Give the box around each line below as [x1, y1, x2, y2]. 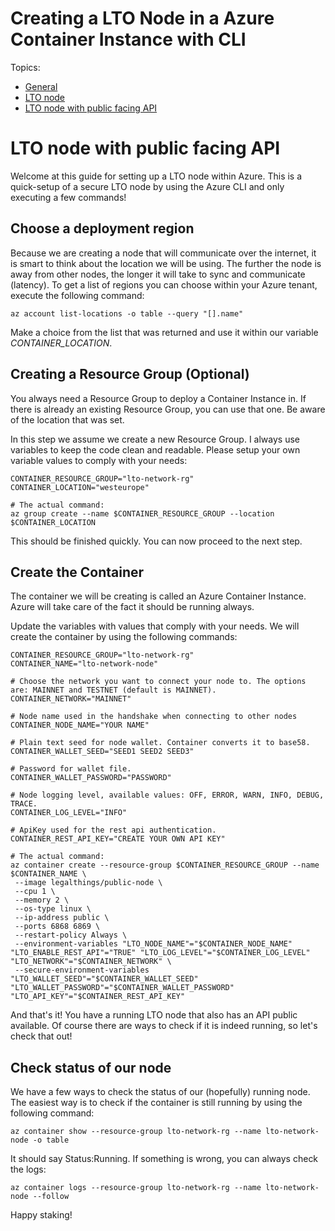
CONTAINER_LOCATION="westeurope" [10, 482, 150, 492]
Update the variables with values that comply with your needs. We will [10, 620, 300, 632]
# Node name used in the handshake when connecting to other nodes [10, 712, 298, 722]
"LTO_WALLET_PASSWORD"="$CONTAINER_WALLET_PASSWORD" [10, 983, 235, 993]
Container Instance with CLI [10, 28, 247, 51]
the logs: [10, 1163, 47, 1176]
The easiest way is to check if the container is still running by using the [10, 1097, 303, 1109]
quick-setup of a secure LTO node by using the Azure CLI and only [10, 180, 285, 192]
